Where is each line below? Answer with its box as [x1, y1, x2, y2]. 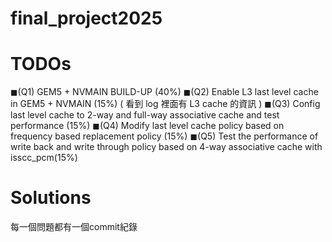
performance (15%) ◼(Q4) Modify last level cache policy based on [10, 120, 285, 132]
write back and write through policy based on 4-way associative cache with [10, 141, 323, 153]
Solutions [10, 187, 92, 209]
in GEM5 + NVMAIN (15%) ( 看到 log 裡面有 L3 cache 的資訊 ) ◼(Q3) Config [10, 98, 321, 110]
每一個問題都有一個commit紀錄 [10, 221, 138, 233]
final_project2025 [10, 7, 163, 30]
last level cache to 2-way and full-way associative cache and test [10, 109, 280, 121]
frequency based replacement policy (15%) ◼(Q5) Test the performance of [10, 130, 319, 142]
